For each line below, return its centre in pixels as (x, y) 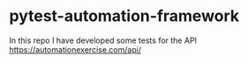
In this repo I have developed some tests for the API (103, 40)
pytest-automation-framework (124, 16)
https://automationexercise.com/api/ (75, 49)
